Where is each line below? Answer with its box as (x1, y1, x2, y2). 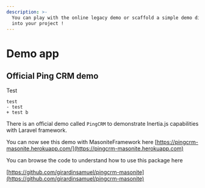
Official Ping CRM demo (6, 71, 99, 81)
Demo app (6, 46, 59, 60)
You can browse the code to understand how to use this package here (6, 157, 183, 164)
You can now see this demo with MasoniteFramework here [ (6, 139, 157, 146)
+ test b (6, 109, 29, 116)
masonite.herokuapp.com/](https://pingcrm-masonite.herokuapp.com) (6, 145, 184, 153)
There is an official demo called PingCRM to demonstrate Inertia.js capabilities (6, 120, 199, 128)
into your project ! (12, 20, 64, 26)
